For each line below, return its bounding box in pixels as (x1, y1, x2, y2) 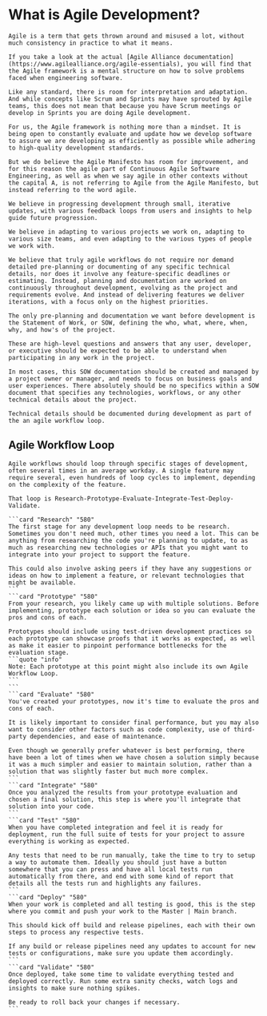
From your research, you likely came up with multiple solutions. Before (8, 600, 260, 608)
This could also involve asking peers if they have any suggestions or (8, 564, 252, 572)
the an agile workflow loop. (8, 416, 106, 424)
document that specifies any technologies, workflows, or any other (8, 388, 241, 396)
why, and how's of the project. (8, 325, 116, 333)
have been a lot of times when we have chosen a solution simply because (8, 753, 260, 761)
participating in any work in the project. (8, 353, 156, 361)
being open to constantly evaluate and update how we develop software (8, 129, 252, 137)
